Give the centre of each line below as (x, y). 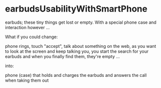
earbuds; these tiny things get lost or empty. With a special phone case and (81, 22)
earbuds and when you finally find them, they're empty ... (63, 56)
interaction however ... (27, 27)
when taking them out (27, 80)
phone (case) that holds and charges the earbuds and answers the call (76, 75)
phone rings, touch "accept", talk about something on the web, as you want (81, 46)
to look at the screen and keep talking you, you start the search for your (77, 51)
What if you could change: (31, 37)
